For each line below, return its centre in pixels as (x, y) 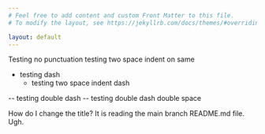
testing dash (40, 75)
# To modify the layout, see (56, 23)
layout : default (35, 37)
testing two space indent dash (80, 83)
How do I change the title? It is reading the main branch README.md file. (127, 114)
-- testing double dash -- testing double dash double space (105, 99)
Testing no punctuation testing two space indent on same (101, 59)
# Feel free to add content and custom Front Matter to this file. (121, 15)
